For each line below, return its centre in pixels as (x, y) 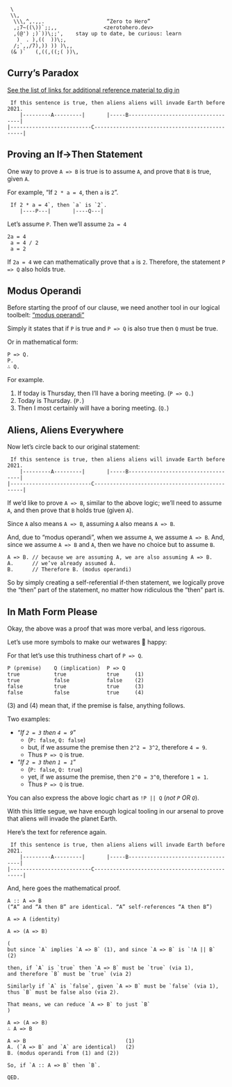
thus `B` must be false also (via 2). (63, 992)
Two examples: (29, 719)
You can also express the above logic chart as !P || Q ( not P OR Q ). (103, 798)
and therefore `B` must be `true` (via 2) (69, 974)
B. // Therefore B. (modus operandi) (69, 570)
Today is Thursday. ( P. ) (51, 401)
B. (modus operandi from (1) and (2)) (63, 1054)
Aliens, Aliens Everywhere (66, 430)
